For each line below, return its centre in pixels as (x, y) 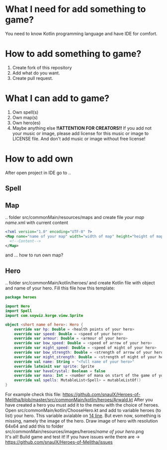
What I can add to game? (57, 99)
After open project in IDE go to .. (38, 173)
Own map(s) (25, 117)
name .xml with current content (37, 223)
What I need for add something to (76, 9)
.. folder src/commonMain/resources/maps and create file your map (75, 217)
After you (143, 400)
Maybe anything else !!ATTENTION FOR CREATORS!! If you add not (82, 128)
